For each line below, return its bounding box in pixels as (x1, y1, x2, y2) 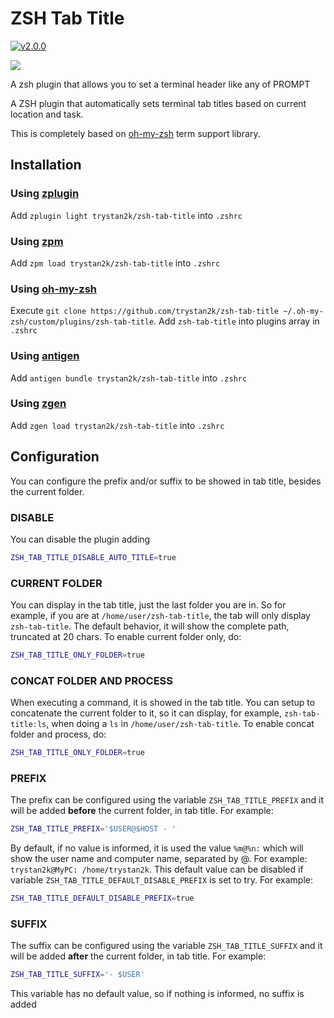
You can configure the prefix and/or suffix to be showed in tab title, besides (10, 475, 322, 487)
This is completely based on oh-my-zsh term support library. (10, 127, 261, 139)
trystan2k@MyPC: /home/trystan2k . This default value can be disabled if (10, 863, 304, 876)
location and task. (10, 108, 84, 120)
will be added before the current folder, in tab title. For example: (10, 805, 274, 817)
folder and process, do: (10, 728, 107, 741)
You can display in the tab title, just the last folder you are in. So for (10, 599, 287, 611)
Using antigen (10, 349, 80, 363)
